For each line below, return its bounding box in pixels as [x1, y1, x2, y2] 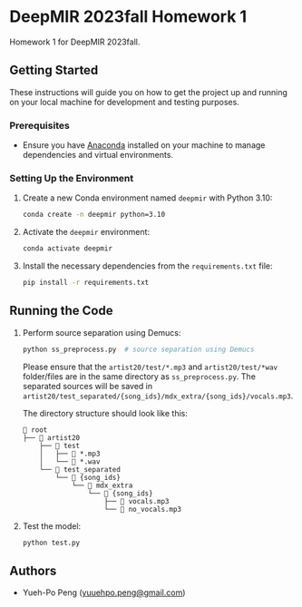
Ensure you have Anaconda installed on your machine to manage [22, 140, 266, 151]
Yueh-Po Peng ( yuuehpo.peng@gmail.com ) [22, 587, 186, 598]
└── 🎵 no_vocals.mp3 [103, 504, 182, 514]
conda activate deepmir [22, 244, 113, 253]
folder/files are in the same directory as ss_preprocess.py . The [22, 370, 257, 382]
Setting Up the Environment [9, 171, 134, 184]
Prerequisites [9, 119, 70, 132]
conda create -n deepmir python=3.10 [22, 210, 166, 220]
